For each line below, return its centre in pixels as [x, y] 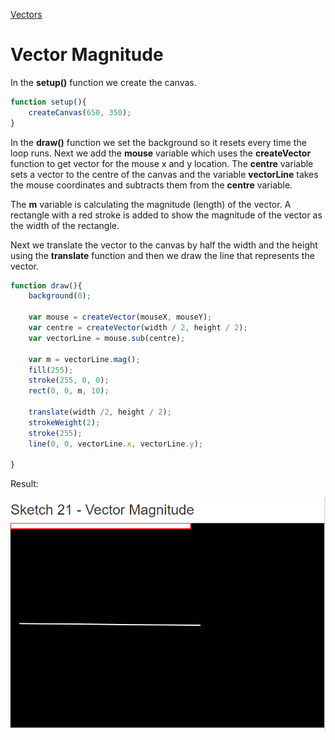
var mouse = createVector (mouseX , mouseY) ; [120, 317]
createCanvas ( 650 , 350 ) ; [80, 112]
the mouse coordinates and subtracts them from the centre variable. [151, 185]
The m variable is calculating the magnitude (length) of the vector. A [151, 204]
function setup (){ [48, 102]
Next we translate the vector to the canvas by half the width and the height [164, 245]
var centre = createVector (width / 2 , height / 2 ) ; [138, 328]
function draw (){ [46, 285]
